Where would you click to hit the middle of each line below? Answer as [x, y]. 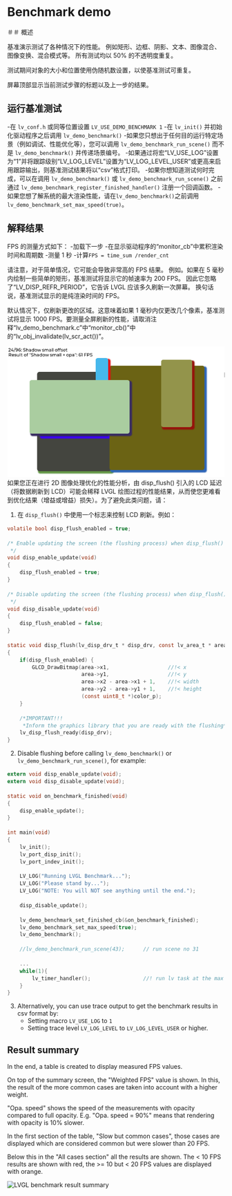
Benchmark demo [59, 12]
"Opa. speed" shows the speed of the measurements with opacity [101, 1108]
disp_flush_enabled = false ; [61, 624]
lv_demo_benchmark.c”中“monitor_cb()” [73, 327]
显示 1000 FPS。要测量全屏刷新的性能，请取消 [85, 319]
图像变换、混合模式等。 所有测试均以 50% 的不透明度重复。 [92, 55]
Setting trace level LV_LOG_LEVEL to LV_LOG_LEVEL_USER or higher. [118, 1028]
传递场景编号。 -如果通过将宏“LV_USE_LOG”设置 [150, 152]
